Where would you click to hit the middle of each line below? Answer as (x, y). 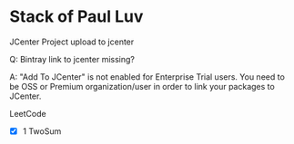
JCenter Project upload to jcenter (72, 42)
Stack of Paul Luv (76, 17)
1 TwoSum (42, 131)
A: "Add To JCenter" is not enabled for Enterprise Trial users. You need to (147, 77)
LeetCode (28, 113)
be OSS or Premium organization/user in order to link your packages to (142, 86)
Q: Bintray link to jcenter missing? (72, 59)
